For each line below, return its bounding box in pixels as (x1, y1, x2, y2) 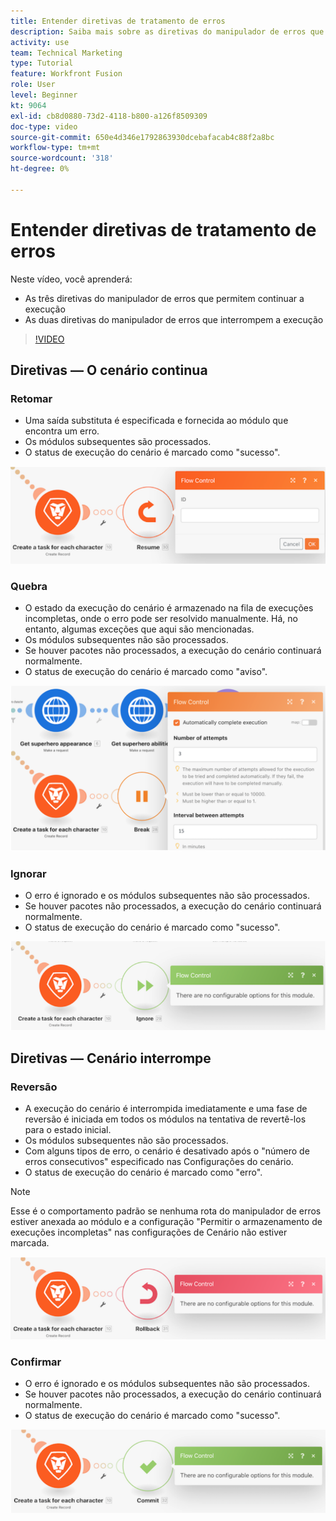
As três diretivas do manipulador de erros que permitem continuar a (24, 292, 305, 304)
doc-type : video (10, 121, 78, 132)
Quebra (10, 579, 48, 593)
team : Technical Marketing (10, 48, 123, 58)
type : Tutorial (10, 58, 74, 69)
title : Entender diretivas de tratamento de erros (10, 16, 226, 26)
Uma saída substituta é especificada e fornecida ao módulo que (24, 415, 289, 427)
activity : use (10, 37, 70, 47)
